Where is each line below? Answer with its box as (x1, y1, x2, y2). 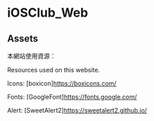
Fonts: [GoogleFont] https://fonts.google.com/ (7, 92, 137, 101)
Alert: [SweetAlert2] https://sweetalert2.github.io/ (7, 106, 148, 114)
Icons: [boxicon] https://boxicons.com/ (7, 79, 117, 88)
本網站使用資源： (7, 52, 56, 60)
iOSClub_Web (7, 5, 89, 21)
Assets (7, 33, 38, 45)
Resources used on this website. (7, 66, 101, 74)
